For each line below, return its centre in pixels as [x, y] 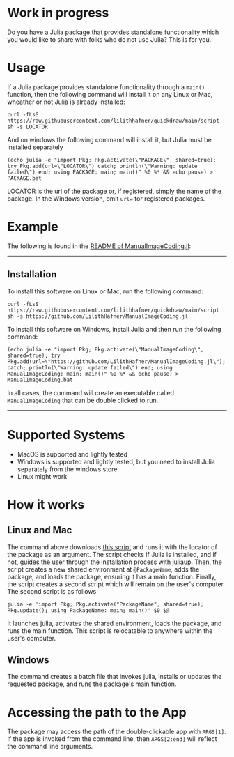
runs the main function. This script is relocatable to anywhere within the [110, 630]
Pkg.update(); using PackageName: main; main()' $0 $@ [88, 610]
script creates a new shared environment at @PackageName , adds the [103, 569]
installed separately [36, 147]
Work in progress [58, 13]
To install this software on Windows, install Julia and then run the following [114, 329]
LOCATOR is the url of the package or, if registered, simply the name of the [115, 191]
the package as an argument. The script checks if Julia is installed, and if [112, 554]
